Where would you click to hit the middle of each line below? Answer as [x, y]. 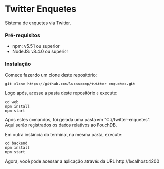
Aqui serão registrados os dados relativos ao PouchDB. [61, 125]
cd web [12, 102]
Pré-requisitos [23, 35]
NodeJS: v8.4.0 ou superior [40, 51]
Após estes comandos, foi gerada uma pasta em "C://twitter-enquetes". [78, 119]
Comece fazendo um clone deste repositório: [51, 75]
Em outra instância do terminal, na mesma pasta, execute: [64, 134]
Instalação [18, 64]
